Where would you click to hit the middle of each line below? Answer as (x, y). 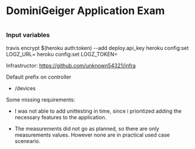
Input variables (28, 35)
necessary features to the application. (60, 117)
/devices (25, 88)
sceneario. (28, 141)
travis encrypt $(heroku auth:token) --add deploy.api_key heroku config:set (97, 48)
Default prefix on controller (39, 77)
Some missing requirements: (41, 99)
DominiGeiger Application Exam (85, 11)
